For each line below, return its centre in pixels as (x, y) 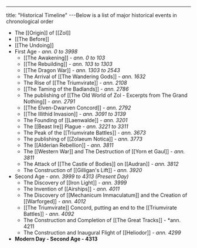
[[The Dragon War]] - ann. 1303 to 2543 (72, 70)
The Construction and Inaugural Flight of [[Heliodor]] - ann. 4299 (102, 232)
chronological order (30, 21)
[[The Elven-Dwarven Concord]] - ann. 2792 (77, 108)
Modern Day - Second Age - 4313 (56, 239)
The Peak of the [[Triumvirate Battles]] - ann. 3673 (85, 133)
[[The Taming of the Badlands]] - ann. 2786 (76, 89)
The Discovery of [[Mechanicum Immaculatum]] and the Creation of (105, 195)
